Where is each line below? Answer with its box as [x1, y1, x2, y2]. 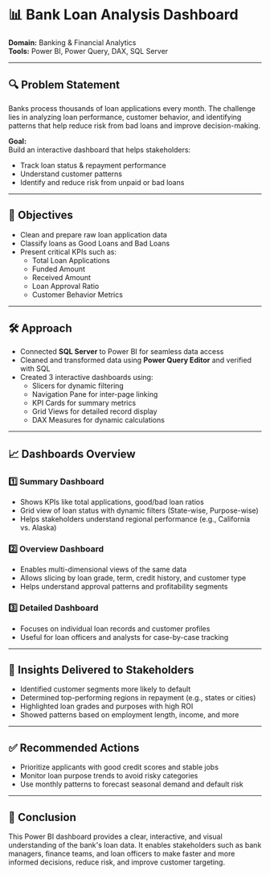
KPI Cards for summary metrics [31, 398, 137, 408]
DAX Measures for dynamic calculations [31, 415, 165, 425]
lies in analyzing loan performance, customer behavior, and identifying [8, 112, 242, 122]
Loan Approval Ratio [31, 281, 100, 291]
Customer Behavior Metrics [31, 290, 123, 299]
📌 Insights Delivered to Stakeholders [8, 663, 194, 677]
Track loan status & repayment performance [19, 160, 166, 170]
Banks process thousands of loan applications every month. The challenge [8, 103, 256, 113]
